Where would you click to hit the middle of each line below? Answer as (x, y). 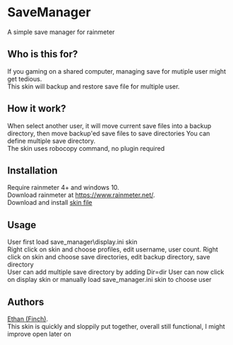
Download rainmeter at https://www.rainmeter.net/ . (81, 195)
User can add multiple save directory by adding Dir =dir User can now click (116, 272)
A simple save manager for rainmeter (61, 32)
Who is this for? (43, 54)
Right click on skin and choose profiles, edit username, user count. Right (113, 249)
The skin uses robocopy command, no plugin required (86, 148)
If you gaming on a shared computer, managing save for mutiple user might (116, 71)
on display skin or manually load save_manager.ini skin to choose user (109, 280)
